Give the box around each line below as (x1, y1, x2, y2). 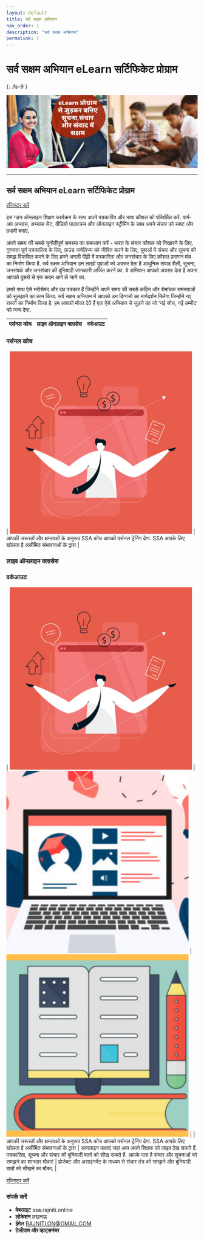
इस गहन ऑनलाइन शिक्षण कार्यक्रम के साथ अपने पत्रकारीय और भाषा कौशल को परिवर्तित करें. (6, 213, 182, 221)
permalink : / (6, 35, 39, 42)
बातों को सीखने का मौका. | (6, 1165, 57, 1172)
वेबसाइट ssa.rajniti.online (15, 1207, 73, 1214)
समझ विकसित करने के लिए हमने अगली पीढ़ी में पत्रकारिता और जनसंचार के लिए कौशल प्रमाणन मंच (6, 253, 191, 261)
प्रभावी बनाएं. (6, 227, 29, 235)
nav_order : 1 (6, 22, 39, 29)
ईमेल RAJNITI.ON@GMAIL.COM (15, 1220, 92, 1227)
